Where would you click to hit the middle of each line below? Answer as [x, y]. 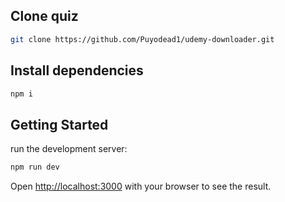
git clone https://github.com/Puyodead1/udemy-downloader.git [142, 39]
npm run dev [35, 167]
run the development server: [69, 149]
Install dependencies [77, 70]
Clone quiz [44, 16]
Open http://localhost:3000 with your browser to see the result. [141, 186]
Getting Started [59, 124]
